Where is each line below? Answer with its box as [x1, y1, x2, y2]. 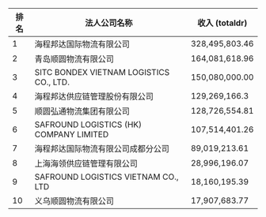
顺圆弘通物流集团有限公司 [34, 106, 131, 117]
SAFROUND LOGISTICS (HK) [34, 119, 142, 129]
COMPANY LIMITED [34, 129, 109, 140]
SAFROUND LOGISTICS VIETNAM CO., [34, 171, 180, 182]
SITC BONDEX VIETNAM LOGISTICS [34, 67, 170, 77]
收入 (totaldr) [197, 17, 248, 28]
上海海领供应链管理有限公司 [34, 158, 139, 169]
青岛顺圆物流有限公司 [34, 54, 115, 64]
